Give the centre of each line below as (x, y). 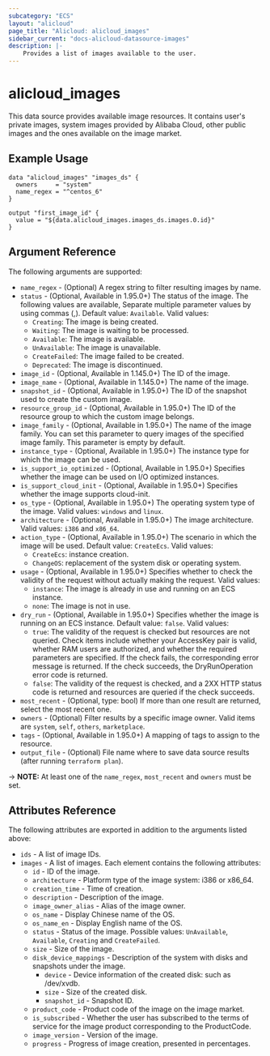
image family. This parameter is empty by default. (103, 442)
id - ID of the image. (66, 871)
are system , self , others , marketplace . (82, 726)
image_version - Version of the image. (95, 1035)
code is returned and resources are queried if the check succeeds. (143, 692)
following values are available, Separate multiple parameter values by (135, 304)
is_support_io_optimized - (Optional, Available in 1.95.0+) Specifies (132, 468)
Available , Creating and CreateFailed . (96, 940)
